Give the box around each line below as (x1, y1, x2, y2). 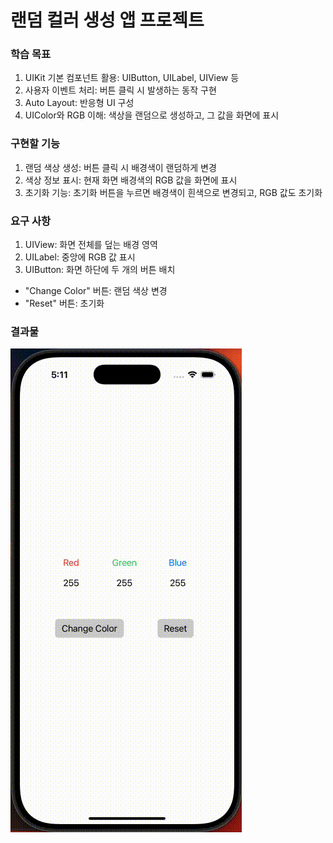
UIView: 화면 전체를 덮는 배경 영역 (24, 239, 158, 251)
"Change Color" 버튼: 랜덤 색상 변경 (24, 285, 168, 297)
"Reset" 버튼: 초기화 (24, 297, 105, 310)
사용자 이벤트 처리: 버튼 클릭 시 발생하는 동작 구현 (24, 84, 217, 96)
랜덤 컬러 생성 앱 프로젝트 (10, 9, 205, 32)
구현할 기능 (10, 137, 61, 151)
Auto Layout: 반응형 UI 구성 (24, 97, 135, 109)
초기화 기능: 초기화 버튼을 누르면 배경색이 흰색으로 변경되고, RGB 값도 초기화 (24, 186, 323, 198)
